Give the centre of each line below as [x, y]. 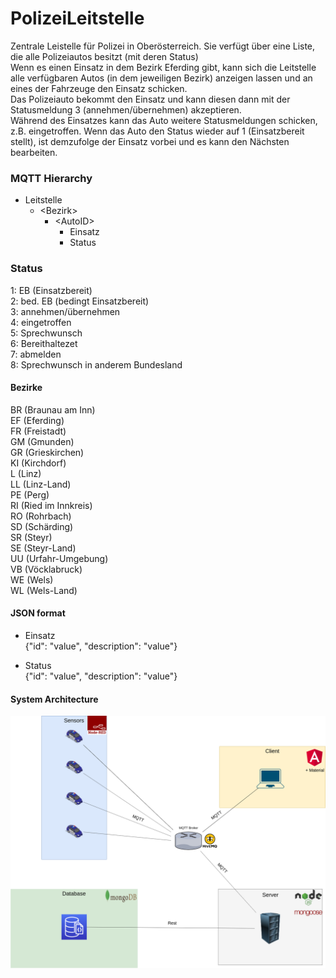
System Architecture [54, 699]
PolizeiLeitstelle [77, 18]
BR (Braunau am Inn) [53, 409]
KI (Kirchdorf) [38, 463]
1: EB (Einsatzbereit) [51, 290]
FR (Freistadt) [38, 431]
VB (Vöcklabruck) [46, 569]
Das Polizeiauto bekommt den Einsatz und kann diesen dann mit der [150, 99]
